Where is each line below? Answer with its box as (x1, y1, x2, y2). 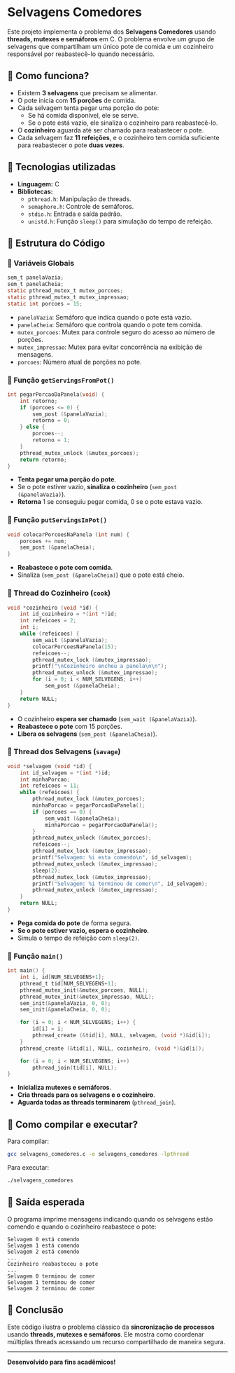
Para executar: (7, 1163, 50, 1172)
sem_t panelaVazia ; (7, 274, 64, 281)
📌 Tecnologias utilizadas (7, 161, 116, 173)
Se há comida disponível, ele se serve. (27, 111, 139, 119)
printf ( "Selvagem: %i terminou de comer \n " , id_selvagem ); (32, 880, 208, 887)
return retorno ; (20, 456, 68, 463)
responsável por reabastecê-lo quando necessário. (7, 50, 155, 58)
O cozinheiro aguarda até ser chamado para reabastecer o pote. (17, 125, 204, 134)
